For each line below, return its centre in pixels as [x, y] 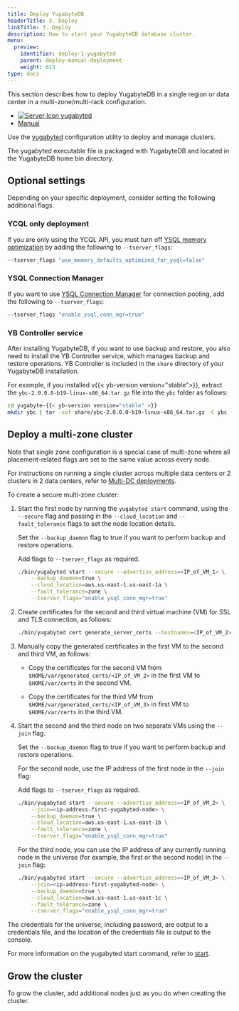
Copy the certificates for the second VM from [95, 667]
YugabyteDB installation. [43, 371]
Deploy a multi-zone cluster [70, 435]
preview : [27, 47]
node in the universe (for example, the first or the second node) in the [120, 858]
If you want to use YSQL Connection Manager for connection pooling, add [116, 294]
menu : [15, 41]
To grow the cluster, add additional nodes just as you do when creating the [117, 993]
